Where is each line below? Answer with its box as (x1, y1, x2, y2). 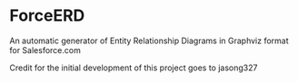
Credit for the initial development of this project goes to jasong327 (9, 62, 258, 73)
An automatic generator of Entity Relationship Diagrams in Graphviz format (9, 35, 289, 46)
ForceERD (9, 5, 85, 26)
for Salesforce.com (9, 44, 82, 55)
